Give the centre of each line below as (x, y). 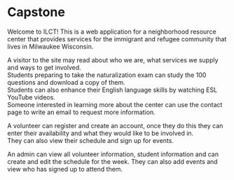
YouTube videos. (32, 97)
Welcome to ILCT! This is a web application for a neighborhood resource (112, 32)
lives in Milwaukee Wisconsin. (50, 46)
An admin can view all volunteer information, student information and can (113, 154)
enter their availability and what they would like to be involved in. (101, 133)
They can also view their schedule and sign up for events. (90, 140)
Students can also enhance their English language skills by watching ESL (112, 90)
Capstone (36, 12)
